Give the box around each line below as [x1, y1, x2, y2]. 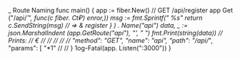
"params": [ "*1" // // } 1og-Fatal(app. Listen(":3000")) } [8, 44, 171, 52]
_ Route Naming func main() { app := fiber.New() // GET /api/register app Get [8, 6, 233, 14]
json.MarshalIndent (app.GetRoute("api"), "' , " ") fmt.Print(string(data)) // [8, 28, 224, 37]
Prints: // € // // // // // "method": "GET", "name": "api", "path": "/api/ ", [8, 36, 214, 45]
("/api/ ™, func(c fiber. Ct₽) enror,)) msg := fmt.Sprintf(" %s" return [8, 14, 203, 22]
